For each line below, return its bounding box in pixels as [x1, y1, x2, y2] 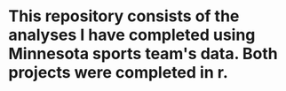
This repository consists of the [8, 6, 240, 27]
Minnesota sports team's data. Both [8, 44, 279, 64]
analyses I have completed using [8, 25, 256, 45]
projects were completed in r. [8, 63, 228, 83]
